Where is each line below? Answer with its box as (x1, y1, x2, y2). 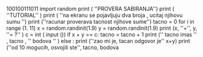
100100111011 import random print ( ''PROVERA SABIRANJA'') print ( (6, 5, 175, 12)
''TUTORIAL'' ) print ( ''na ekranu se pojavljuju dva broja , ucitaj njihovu (6, 12, 183, 19)
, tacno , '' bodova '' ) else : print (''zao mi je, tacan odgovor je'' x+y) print (6, 38, 190, 44)
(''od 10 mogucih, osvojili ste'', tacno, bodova (6, 44, 119, 51)
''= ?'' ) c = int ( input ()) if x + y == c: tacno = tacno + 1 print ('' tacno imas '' (6, 31, 197, 38)
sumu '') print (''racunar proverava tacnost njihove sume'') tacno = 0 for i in (6, 18, 195, 25)
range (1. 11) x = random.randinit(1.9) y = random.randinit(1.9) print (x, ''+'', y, (6, 24, 198, 32)
